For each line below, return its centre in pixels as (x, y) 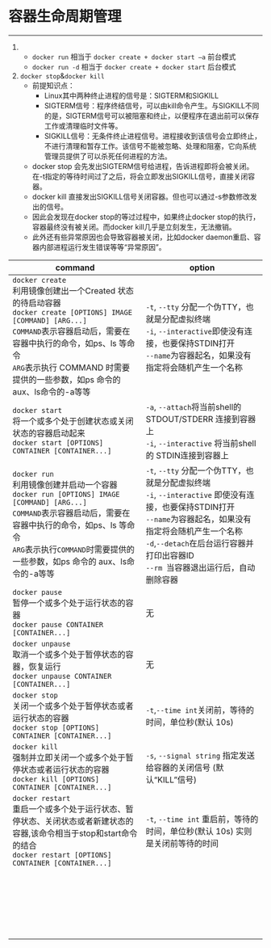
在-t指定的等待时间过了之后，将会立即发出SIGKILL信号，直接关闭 (140, 176)
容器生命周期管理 (65, 17)
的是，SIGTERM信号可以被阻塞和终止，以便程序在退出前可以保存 (152, 116)
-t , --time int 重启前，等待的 (202, 819)
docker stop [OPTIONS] (56, 727)
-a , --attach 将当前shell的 (194, 407)
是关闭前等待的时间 (182, 843)
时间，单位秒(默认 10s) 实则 (199, 831)
